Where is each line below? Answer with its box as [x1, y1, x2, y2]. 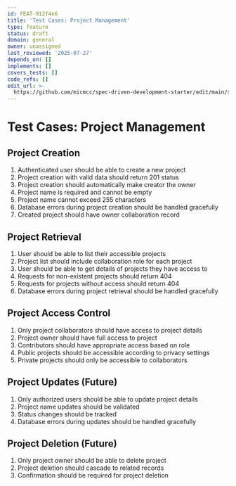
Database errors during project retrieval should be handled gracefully [17, 286, 218, 295]
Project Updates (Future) [7, 376, 118, 388]
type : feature [7, 23, 49, 30]
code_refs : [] [7, 75, 49, 83]
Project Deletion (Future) [7, 437, 117, 449]
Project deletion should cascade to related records [17, 463, 164, 472]
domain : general [7, 37, 55, 44]
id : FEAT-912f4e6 [7, 10, 58, 18]
